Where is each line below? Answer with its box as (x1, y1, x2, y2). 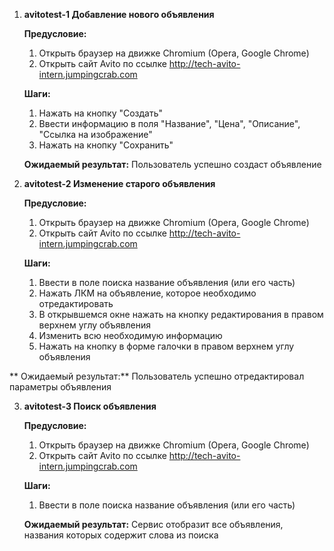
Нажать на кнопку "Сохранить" (38, 139, 174, 151)
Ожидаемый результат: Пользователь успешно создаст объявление (23, 159, 322, 170)
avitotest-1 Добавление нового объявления (23, 9, 215, 20)
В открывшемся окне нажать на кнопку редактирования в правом (38, 309, 324, 320)
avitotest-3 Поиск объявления (23, 400, 157, 412)
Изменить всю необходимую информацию (38, 330, 223, 341)
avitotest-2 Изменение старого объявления (23, 178, 216, 189)
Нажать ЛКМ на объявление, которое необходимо (38, 287, 257, 299)
